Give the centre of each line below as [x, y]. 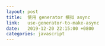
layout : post [22, 12]
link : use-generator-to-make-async [53, 23]
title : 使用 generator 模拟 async [48, 17]
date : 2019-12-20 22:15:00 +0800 [50, 28]
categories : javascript [36, 34]
